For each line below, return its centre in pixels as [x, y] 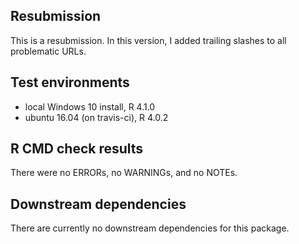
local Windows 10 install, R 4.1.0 [90, 106]
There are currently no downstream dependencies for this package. [150, 228]
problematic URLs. [48, 51]
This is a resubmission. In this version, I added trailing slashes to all [148, 40]
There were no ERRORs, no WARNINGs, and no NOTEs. [124, 173]
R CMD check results [77, 149]
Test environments [70, 82]
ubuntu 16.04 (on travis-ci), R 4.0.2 [96, 117]
